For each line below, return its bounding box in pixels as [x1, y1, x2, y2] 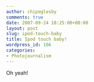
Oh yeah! [6, 69, 28, 76]
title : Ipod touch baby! [6, 36, 67, 42]
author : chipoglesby [6, 8, 57, 15]
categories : [6, 48, 35, 53]
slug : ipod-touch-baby [6, 31, 62, 37]
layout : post [6, 25, 38, 31]
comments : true [6, 14, 44, 20]
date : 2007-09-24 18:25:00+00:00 [6, 20, 89, 26]
